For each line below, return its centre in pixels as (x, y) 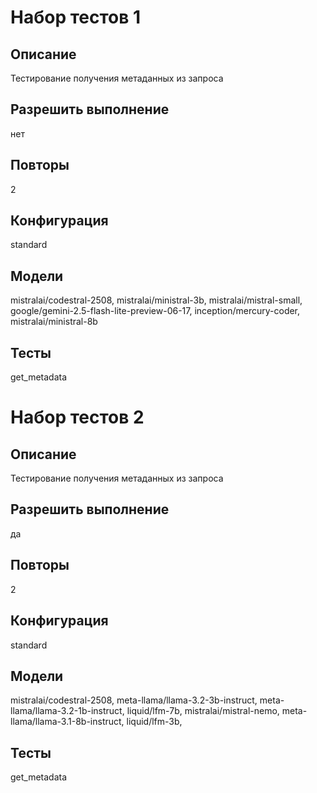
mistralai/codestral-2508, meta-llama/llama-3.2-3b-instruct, (134, 700)
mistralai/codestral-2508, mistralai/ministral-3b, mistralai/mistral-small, (156, 300)
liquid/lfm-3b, (154, 722)
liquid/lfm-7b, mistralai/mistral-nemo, (203, 711)
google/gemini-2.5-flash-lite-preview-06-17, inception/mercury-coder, (155, 311)
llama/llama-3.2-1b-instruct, (67, 711)
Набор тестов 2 (77, 417)
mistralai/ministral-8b (54, 322)
